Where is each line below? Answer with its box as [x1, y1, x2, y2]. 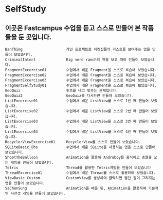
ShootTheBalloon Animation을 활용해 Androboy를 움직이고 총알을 [5, 155, 152, 160]
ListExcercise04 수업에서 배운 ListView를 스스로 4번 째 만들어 [5, 129, 149, 134]
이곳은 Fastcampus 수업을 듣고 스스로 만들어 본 [5, 24, 141, 32]
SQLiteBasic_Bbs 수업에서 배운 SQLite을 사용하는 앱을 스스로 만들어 [5, 145, 156, 150]
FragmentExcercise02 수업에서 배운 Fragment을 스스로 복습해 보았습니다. [5, 73, 157, 77]
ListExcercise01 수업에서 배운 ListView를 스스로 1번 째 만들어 [5, 98, 149, 103]
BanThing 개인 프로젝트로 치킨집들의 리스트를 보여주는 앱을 [5, 47, 150, 52]
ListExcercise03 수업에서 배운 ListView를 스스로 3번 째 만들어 [5, 119, 149, 124]
